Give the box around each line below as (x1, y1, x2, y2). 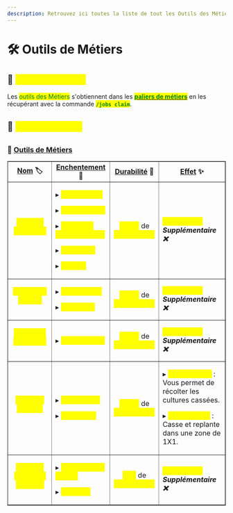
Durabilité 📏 (114, 167, 155, 177)
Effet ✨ (180, 167, 205, 177)
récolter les (162, 386, 200, 396)
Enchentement (55, 163, 106, 172)
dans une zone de (162, 428, 221, 438)
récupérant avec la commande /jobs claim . (7, 99, 132, 108)
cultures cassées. (162, 396, 221, 405)
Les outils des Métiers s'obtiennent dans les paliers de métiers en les (7, 92, 207, 101)
